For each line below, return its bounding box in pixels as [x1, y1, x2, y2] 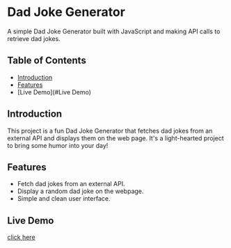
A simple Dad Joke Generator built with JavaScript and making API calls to [7, 27, 221, 35]
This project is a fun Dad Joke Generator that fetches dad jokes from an [7, 126, 213, 135]
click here [7, 233, 36, 242]
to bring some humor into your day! [7, 141, 109, 149]
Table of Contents [7, 55, 87, 67]
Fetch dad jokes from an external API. [17, 180, 125, 188]
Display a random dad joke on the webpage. [17, 187, 144, 195]
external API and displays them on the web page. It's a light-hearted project [7, 133, 224, 142]
